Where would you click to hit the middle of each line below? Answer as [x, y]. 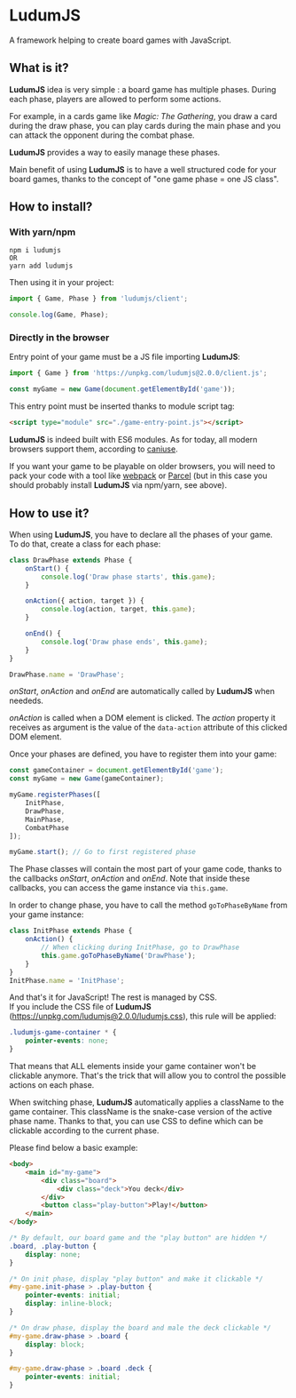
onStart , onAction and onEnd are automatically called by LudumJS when [142, 691]
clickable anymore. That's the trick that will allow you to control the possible [148, 1075]
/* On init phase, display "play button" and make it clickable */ [136, 1279]
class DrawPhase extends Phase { [71, 560]
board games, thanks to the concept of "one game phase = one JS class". [144, 179]
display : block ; [55, 1344]
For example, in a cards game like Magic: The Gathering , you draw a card [143, 116]
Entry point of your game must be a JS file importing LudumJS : [125, 357]
